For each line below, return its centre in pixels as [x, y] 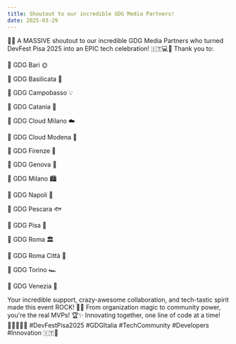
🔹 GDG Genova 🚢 [32, 164]
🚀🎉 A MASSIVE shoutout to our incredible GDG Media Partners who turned [116, 40]
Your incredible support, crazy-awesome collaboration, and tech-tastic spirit [118, 300]
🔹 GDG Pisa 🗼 [27, 225]
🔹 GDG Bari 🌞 [27, 65]
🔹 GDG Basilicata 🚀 [35, 79]
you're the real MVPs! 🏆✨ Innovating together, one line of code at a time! [114, 315]
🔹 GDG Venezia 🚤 [32, 285]
